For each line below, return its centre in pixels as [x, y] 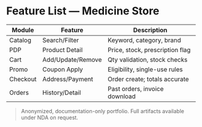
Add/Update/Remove [72, 59]
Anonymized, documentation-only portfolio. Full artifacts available [103, 111]
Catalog [20, 40]
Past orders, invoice [136, 89]
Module [23, 30]
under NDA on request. [49, 117]
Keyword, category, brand [145, 40]
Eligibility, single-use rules [145, 69]
